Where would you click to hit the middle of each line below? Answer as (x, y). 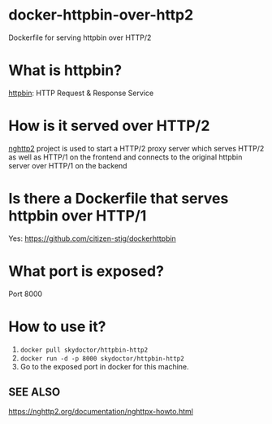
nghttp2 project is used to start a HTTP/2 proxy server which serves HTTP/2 (136, 148)
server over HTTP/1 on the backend (68, 165)
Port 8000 (26, 294)
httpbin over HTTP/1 (78, 216)
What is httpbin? (65, 70)
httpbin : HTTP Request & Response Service (81, 93)
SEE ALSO (35, 392)
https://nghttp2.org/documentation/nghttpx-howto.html (101, 412)
